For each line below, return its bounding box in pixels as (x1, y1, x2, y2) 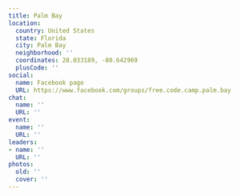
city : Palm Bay (15, 42, 67, 50)
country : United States (15, 26, 95, 34)
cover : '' (15, 175, 48, 184)
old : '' (15, 168, 42, 176)
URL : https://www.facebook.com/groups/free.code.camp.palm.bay (15, 86, 231, 94)
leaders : (8, 138, 38, 146)
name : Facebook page (15, 78, 84, 86)
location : (8, 19, 42, 27)
